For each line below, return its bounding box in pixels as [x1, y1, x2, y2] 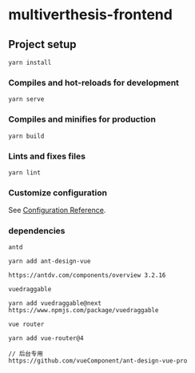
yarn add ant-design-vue [8, 258, 91, 266]
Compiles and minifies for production [8, 114, 156, 125]
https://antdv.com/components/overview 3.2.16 [8, 271, 166, 279]
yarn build [8, 132, 45, 140]
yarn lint [8, 168, 42, 177]
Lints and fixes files [8, 150, 86, 162]
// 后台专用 [8, 350, 44, 358]
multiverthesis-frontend [8, 6, 173, 24]
